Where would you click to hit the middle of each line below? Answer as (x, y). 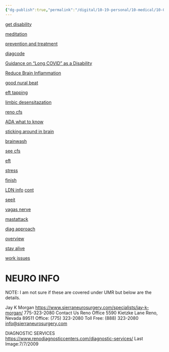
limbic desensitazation (28, 102)
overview (15, 238)
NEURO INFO (32, 278)
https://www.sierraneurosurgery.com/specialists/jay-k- (92, 307)
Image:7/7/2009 (22, 344)
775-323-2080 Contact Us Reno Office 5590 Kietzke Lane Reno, (91, 313)
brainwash (16, 141)
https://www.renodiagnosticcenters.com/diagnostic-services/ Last (74, 338)
